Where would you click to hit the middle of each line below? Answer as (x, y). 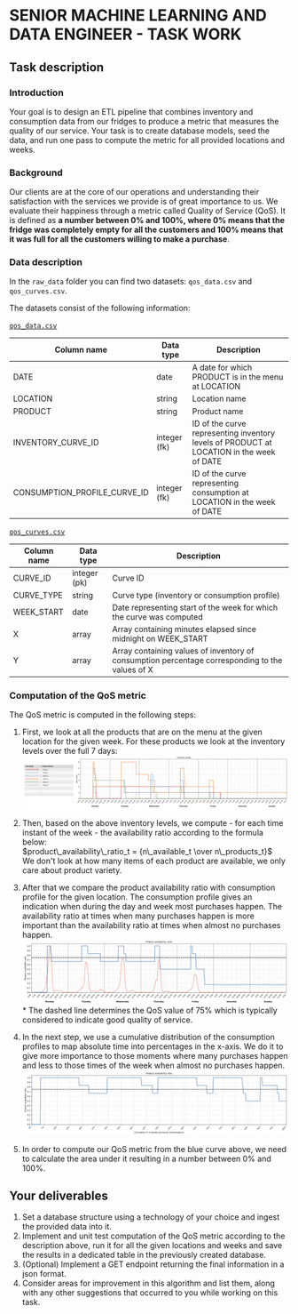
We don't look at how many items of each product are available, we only (154, 861)
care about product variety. (72, 870)
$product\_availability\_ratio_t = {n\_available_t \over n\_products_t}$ (147, 851)
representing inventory (234, 433)
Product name (218, 411)
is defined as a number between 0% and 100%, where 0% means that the (147, 220)
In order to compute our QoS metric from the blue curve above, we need (154, 1149)
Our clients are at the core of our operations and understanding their (134, 192)
